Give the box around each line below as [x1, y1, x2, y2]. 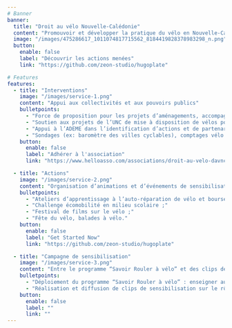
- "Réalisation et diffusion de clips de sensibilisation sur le [25, 284, 217, 292]
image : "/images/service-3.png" [19, 260, 113, 267]
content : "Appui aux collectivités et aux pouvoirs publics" [19, 99, 199, 107]
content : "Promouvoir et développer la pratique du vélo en [13, 29, 190, 37]
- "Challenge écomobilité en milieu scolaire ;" [25, 202, 168, 209]
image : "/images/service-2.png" [19, 176, 113, 183]
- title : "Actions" [13, 170, 70, 177]
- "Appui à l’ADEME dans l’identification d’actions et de [25, 125, 199, 132]
